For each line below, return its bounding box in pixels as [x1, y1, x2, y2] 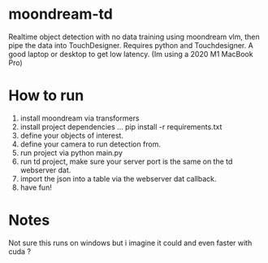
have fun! [19, 182, 53, 192]
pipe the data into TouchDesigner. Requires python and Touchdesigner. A [8, 40, 253, 50]
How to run [8, 86, 84, 105]
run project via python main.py [19, 147, 123, 157]
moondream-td [8, 5, 114, 24]
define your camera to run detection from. [19, 139, 161, 149]
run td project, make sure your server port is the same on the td [19, 156, 233, 166]
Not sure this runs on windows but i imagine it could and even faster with [8, 238, 253, 248]
